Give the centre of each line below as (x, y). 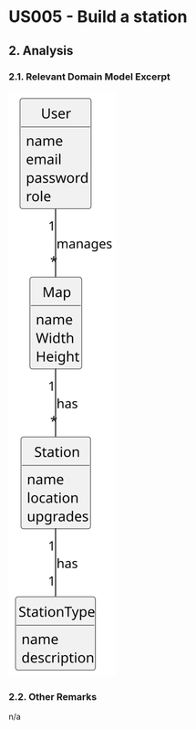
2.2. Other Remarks (53, 696)
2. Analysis (41, 51)
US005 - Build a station (98, 17)
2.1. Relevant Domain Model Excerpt (89, 77)
